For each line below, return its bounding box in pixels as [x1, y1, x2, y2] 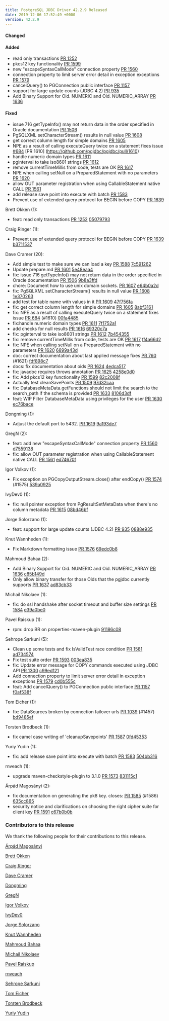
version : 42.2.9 [5, 17, 39, 22]
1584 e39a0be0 [12, 607, 46, 613]
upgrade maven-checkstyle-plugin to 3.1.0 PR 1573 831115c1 [12, 773, 138, 779]
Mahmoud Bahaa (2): [5, 556, 49, 562]
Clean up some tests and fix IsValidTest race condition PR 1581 [12, 646, 143, 652]
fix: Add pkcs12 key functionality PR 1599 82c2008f [12, 374, 120, 380]
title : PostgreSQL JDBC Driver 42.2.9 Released [5, 7, 107, 13]
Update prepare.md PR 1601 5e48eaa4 [12, 267, 93, 273]
